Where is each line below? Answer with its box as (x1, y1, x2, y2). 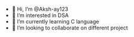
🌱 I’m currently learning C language (11, 18, 99, 25)
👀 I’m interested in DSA (11, 12, 69, 19)
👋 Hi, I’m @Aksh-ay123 (11, 6, 69, 12)
